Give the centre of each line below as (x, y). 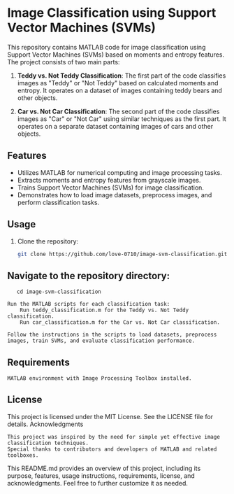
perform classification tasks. (58, 202)
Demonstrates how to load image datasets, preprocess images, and (115, 195)
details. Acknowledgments (45, 424)
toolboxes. (23, 455)
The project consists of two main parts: (64, 62)
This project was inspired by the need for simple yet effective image (114, 437)
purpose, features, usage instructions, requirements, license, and (101, 475)
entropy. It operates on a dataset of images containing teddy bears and (119, 90)
